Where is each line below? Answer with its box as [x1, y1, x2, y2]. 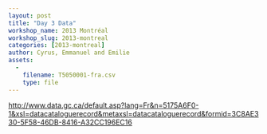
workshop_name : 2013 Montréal [8, 26, 109, 34]
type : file [22, 78, 59, 86]
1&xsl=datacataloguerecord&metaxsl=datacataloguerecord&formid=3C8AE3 [8, 108, 259, 118]
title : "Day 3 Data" [8, 19, 77, 27]
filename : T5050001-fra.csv [22, 71, 116, 79]
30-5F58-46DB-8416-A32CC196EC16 [8, 117, 133, 127]
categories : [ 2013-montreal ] [8, 41, 105, 49]
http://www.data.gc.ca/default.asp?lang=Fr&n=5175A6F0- [8, 100, 199, 110]
